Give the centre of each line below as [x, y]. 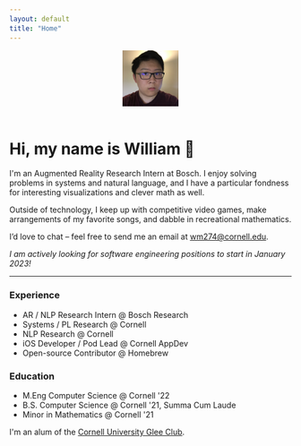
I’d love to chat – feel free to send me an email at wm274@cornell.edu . [139, 236]
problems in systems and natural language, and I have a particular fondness [149, 183]
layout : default [39, 19]
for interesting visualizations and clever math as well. [107, 193]
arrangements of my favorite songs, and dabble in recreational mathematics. [150, 219]
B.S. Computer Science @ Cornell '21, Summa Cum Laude [129, 405]
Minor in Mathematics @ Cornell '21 [88, 415]
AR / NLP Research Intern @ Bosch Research [105, 314]
